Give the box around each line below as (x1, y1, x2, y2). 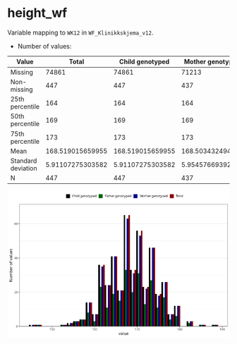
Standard (10, 156, 37, 165)
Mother (183, 58, 207, 66)
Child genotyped (119, 58, 170, 66)
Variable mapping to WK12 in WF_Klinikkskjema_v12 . (7, 28, 154, 37)
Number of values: (17, 42, 72, 50)
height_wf (7, 5, 68, 21)
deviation (10, 164, 37, 173)
